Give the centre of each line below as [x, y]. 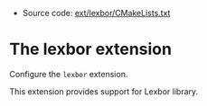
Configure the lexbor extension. [69, 74]
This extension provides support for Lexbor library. [104, 91]
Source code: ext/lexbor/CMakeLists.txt [96, 13]
